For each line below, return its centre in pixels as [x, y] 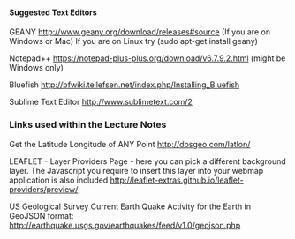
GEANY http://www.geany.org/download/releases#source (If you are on [140, 32]
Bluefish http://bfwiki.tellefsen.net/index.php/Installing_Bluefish [125, 85]
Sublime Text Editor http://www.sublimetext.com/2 [101, 102]
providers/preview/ [44, 189]
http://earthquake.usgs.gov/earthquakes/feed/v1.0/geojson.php [125, 225]
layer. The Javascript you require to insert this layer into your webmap [136, 170]
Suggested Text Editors [53, 12]
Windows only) [37, 68]
